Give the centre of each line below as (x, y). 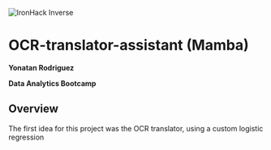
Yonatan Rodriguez (41, 67)
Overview (34, 109)
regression (26, 137)
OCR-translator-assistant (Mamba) (129, 45)
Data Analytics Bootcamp (52, 83)
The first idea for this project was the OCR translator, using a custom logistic (136, 128)
